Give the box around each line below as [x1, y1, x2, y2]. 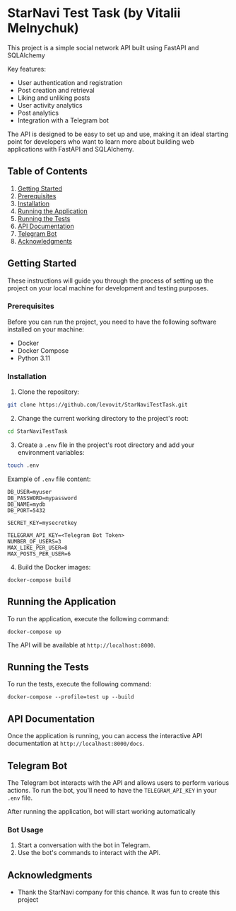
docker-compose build [7, 576, 71, 584]
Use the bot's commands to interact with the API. [17, 849, 161, 857]
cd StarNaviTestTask [7, 428, 69, 435]
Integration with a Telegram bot [17, 115, 110, 125]
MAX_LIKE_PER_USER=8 [7, 544, 69, 551]
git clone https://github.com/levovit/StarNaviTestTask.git [7, 402, 189, 409]
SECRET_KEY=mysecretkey [7, 519, 78, 526]
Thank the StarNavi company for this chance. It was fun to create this [17, 888, 220, 897]
